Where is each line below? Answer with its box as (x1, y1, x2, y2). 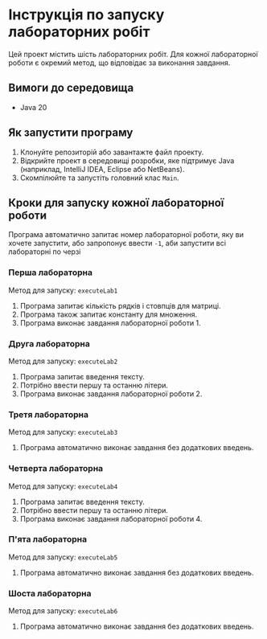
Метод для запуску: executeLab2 (8, 356, 118, 366)
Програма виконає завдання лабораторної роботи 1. (19, 317, 201, 327)
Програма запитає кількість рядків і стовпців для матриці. (19, 301, 221, 310)
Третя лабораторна (8, 408, 89, 420)
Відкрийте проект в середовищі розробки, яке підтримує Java (19, 155, 235, 166)
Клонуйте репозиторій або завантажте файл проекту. (19, 147, 204, 157)
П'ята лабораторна (8, 534, 87, 545)
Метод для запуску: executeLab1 (8, 285, 118, 295)
